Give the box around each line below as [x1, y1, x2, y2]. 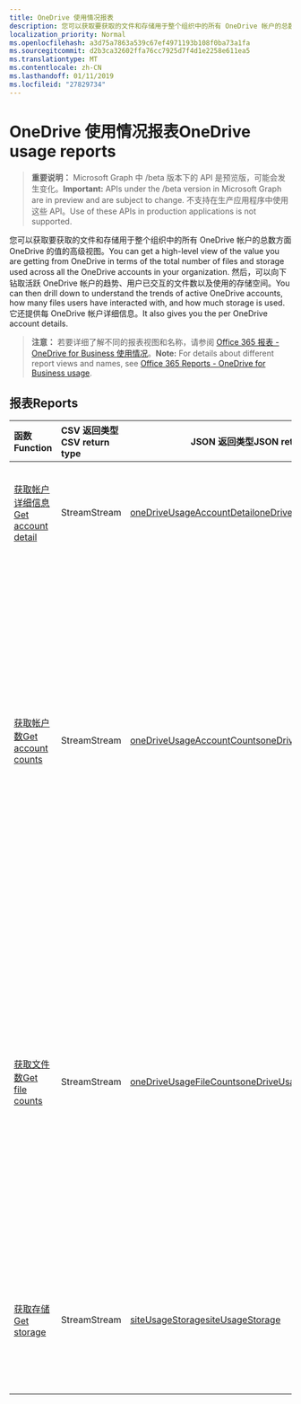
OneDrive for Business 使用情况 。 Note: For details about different [30, 348, 275, 358]
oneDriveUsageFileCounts [129, 1075, 241, 1088]
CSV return [61, 437, 110, 449]
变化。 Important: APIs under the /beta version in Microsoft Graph [39, 183, 282, 194]
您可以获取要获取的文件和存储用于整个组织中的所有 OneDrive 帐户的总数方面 [9, 234, 292, 245]
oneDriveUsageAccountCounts [129, 734, 262, 746]
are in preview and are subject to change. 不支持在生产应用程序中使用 [30, 194, 289, 205]
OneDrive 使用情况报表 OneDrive [9, 121, 251, 142]
